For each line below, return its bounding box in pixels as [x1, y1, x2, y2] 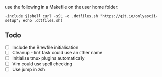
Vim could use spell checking [12, 61, 73, 67]
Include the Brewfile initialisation [12, 44, 79, 50]
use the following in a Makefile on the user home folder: [5, 4, 119, 10]
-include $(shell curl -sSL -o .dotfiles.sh [5, 14, 98, 19]
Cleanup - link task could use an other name [12, 50, 103, 55]
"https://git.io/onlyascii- [100, 14, 158, 19]
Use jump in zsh [12, 66, 45, 73]
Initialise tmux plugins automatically [12, 55, 85, 61]
